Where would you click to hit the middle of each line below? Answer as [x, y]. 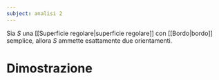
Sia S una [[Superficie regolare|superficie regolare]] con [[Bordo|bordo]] [110, 33]
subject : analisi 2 [35, 13]
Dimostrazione [49, 68]
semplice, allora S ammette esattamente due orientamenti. [89, 40]
